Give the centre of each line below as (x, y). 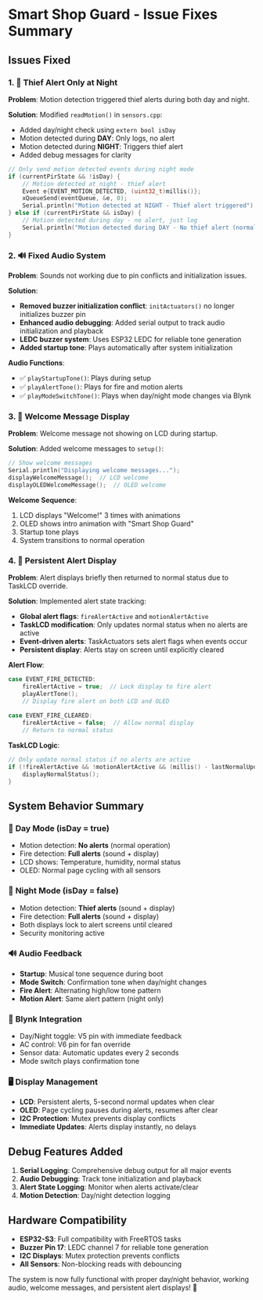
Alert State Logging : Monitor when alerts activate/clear (109, 1187)
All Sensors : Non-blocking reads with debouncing (101, 1264)
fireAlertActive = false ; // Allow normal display (108, 723)
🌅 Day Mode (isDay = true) (59, 828)
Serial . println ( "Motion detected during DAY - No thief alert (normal (140, 228)
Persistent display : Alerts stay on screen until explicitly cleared (122, 650)
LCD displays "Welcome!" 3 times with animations (100, 515)
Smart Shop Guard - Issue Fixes (113, 15)
